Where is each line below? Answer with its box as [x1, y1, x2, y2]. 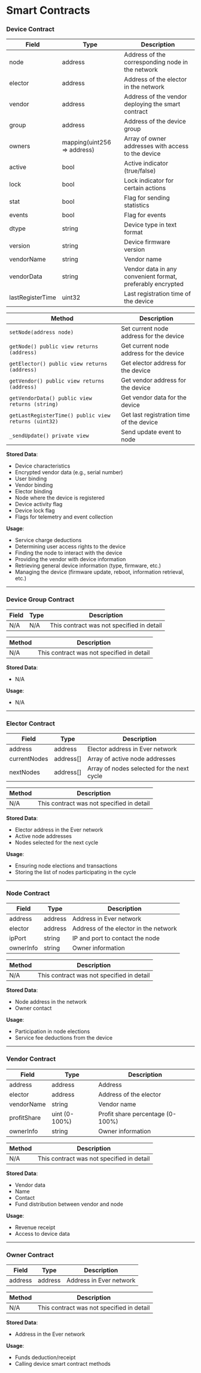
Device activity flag [14, 501, 63, 508]
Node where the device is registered [14, 494, 105, 501]
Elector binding [14, 488, 53, 495]
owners [9, 142, 31, 150]
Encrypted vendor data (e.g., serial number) [14, 469, 123, 476]
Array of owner [124, 134, 166, 143]
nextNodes [9, 768, 40, 776]
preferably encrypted [124, 280, 184, 288]
